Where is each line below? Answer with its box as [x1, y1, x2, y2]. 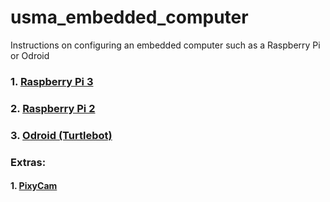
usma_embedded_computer [10, 6, 249, 29]
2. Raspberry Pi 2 [10, 101, 96, 115]
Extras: [10, 155, 47, 169]
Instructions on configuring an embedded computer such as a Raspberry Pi [10, 39, 321, 51]
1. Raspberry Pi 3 [10, 74, 94, 88]
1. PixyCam [10, 180, 58, 192]
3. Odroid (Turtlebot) [10, 128, 113, 142]
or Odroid [10, 49, 50, 61]
